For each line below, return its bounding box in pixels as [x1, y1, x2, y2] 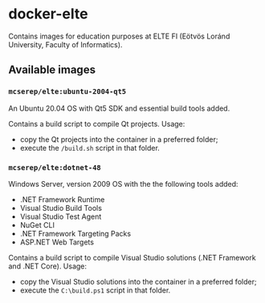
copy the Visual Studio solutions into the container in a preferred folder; [19, 277, 257, 286]
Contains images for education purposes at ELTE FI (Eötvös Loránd [8, 31, 230, 41]
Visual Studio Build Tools [19, 203, 103, 212]
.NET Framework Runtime [19, 194, 105, 204]
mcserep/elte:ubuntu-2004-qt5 [8, 87, 127, 96]
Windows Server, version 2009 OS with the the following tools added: [8, 179, 238, 188]
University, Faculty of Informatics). [8, 39, 123, 49]
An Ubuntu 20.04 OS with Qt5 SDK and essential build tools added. [8, 103, 230, 113]
